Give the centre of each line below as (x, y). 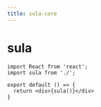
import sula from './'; (42, 73)
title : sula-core (32, 14)
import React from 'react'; (48, 67)
